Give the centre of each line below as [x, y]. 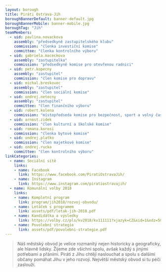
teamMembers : [19, 33]
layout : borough [22, 10]
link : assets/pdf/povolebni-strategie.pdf [62, 230]
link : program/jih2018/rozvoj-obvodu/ [58, 202]
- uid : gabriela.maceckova [37, 55]
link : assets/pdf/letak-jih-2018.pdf [57, 211]
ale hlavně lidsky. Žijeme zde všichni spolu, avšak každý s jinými [83, 249]
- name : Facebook [32, 170]
